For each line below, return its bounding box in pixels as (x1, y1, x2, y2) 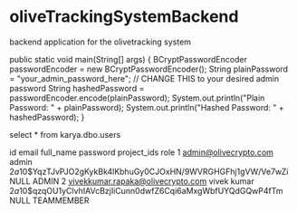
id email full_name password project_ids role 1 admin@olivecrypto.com (9, 147, 274, 158)
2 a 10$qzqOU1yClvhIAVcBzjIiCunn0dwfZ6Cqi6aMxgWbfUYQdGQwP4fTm (9, 185, 283, 196)
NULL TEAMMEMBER (9, 195, 90, 206)
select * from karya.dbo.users (9, 129, 121, 140)
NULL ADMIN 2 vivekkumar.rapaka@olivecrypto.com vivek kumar (9, 175, 255, 187)
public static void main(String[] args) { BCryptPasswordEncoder (9, 53, 247, 64)
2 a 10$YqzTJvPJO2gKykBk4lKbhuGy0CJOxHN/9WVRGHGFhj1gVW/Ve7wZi (9, 166, 289, 177)
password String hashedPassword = (9, 82, 145, 93)
